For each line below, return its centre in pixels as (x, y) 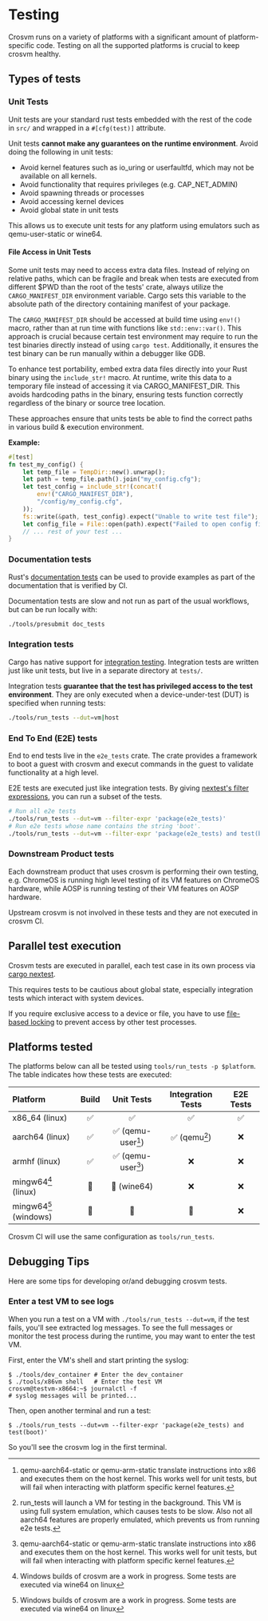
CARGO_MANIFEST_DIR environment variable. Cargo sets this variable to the (127, 295)
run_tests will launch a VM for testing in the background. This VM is (130, 1503)
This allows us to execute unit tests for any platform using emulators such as (134, 225)
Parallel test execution (65, 946)
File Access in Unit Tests (50, 252)
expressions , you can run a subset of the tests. (85, 796)
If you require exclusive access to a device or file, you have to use (117, 1013)
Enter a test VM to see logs (61, 1302)
